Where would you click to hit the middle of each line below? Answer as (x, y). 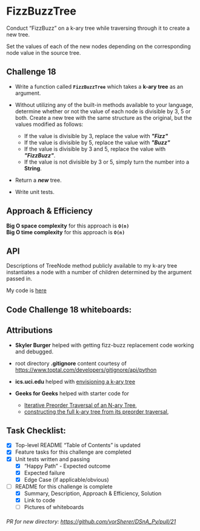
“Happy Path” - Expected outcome (67, 466)
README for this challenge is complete (64, 486)
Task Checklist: (36, 430)
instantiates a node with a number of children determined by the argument (99, 272)
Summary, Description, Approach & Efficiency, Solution (93, 493)
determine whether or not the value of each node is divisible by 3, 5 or (103, 111)
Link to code (40, 500)
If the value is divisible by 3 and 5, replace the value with (95, 149)
